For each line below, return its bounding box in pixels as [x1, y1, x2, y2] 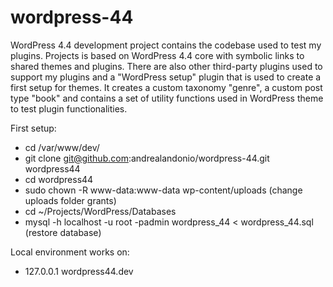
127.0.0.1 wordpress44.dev [24, 265, 134, 277]
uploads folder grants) [24, 194, 117, 206]
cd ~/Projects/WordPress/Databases [24, 205, 177, 217]
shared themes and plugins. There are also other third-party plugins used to [10, 60, 323, 72]
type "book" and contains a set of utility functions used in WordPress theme [10, 92, 324, 104]
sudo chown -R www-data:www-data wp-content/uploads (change [24, 184, 303, 196]
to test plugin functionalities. [10, 102, 128, 115]
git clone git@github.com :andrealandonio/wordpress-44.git [24, 152, 270, 164]
